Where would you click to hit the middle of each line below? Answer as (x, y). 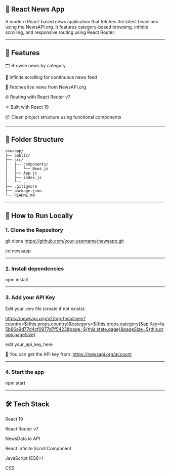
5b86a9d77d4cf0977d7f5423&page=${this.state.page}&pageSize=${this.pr (84, 329)
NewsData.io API (23, 439)
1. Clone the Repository (34, 230)
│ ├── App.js (21, 173)
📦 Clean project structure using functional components (63, 117)
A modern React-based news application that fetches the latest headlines (82, 21)
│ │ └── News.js (27, 169)
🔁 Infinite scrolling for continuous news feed (51, 77)
